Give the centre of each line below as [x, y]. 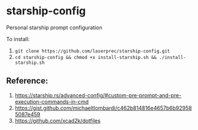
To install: [18, 39]
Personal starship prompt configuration [54, 27]
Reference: [27, 81]
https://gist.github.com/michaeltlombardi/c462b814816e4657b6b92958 [103, 108]
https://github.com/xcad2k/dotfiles [58, 120]
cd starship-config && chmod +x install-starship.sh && [86, 57]
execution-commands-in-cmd [52, 101]
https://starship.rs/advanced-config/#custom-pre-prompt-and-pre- [98, 95]
